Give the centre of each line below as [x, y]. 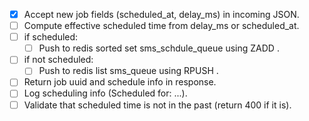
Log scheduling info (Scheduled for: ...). [105, 93]
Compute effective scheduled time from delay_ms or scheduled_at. [161, 26]
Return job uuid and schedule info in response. [120, 82]
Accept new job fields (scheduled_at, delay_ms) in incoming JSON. [161, 14]
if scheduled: [51, 37]
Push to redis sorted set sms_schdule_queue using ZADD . [159, 48]
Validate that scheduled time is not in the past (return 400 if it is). [157, 105]
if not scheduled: [58, 60]
